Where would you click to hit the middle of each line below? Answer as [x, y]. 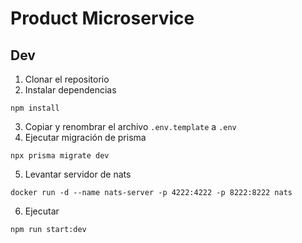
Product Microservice [102, 18]
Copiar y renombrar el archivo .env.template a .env [130, 126]
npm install [35, 108]
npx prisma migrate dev [60, 156]
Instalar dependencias [70, 90]
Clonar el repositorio [67, 79]
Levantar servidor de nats [78, 174]
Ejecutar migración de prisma [85, 137]
